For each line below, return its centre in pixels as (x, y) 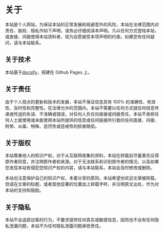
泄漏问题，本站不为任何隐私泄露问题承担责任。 (56, 226)
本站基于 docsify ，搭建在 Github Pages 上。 (49, 72)
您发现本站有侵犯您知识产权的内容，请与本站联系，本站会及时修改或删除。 (80, 168)
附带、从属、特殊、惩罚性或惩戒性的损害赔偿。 (52, 126)
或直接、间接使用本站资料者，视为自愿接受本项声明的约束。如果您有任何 (78, 37)
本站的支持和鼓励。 (24, 190)
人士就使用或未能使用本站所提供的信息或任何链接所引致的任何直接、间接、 (84, 120)
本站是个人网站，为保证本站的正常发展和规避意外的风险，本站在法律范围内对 (82, 24)
